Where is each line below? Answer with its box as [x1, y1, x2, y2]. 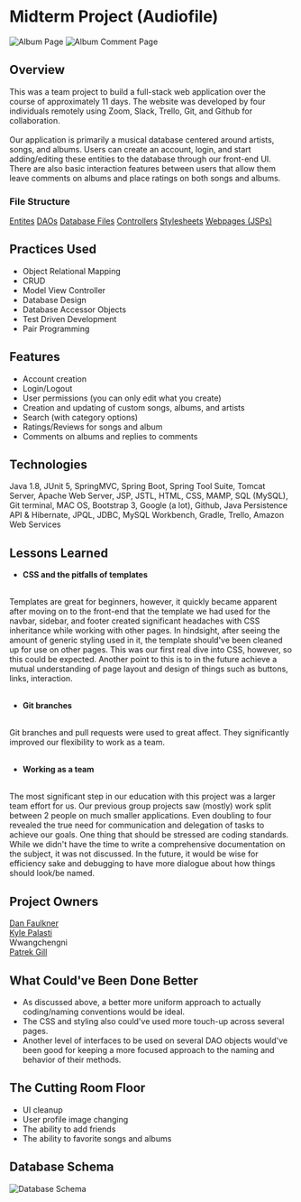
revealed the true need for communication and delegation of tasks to [9, 819, 265, 831]
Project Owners [9, 893, 99, 909]
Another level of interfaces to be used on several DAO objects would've [22, 1035, 288, 1046]
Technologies [9, 458, 88, 473]
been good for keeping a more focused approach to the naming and [22, 1044, 275, 1055]
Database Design [22, 294, 87, 305]
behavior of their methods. [22, 1054, 122, 1065]
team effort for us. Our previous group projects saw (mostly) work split [9, 800, 272, 811]
